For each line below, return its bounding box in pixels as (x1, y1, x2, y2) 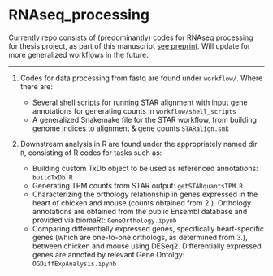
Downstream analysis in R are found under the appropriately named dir (19, 139, 258, 149)
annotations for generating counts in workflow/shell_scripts (32, 106, 237, 115)
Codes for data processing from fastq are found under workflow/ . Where (19, 73, 263, 83)
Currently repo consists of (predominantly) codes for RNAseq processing (8, 32, 253, 42)
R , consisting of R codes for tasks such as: (19, 148, 162, 157)
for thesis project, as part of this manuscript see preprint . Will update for (8, 41, 251, 50)
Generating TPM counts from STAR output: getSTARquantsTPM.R (32, 180, 244, 190)
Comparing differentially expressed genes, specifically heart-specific (32, 223, 264, 233)
